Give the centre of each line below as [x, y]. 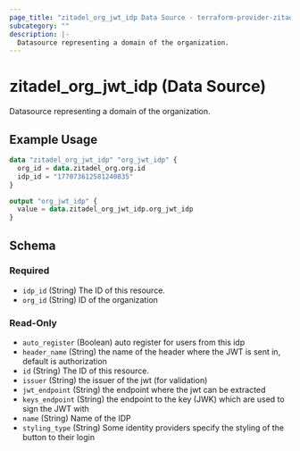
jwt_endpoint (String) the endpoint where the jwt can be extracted [144, 390]
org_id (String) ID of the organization [90, 299]
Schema [33, 245]
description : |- [39, 34]
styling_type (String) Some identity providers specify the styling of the [153, 428]
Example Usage [54, 139]
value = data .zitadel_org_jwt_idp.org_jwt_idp [105, 209]
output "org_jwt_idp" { [54, 201]
